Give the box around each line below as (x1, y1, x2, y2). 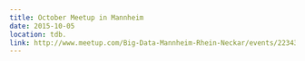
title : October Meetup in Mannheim (9, 13, 144, 22)
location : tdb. (9, 30, 67, 39)
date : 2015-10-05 (9, 22, 75, 30)
